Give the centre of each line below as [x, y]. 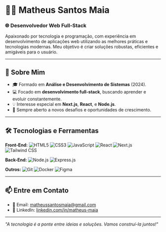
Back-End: [16, 160]
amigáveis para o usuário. [31, 52]
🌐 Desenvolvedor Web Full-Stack [46, 26]
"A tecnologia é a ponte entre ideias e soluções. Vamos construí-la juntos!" [82, 224]
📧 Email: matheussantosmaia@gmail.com [54, 204]
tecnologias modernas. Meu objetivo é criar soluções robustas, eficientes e [82, 47]
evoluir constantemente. [37, 99]
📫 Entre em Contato [37, 190]
